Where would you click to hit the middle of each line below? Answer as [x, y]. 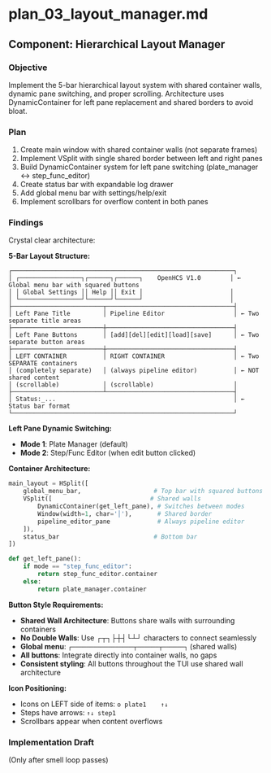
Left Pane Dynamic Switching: [60, 429]
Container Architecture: [49, 469]
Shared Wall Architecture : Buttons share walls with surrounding [127, 620]
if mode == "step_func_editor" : [77, 566]
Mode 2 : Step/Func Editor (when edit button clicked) [108, 453]
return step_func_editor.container [98, 574]
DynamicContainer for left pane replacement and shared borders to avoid [131, 102]
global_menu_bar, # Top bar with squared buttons [143, 491]
